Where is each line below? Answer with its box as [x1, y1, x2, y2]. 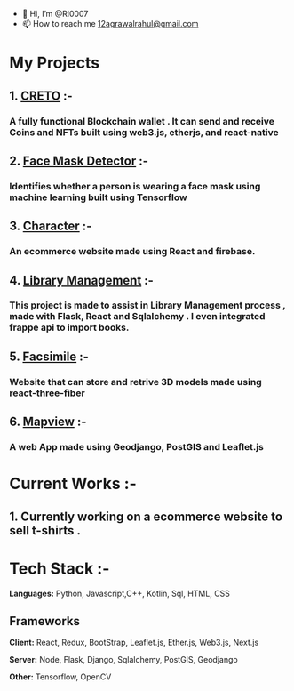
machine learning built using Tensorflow [9, 191, 188, 204]
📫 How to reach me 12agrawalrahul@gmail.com [21, 19, 199, 28]
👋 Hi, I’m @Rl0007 [21, 9, 89, 19]
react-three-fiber [9, 387, 86, 399]
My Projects [9, 53, 100, 73]
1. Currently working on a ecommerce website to [9, 509, 282, 524]
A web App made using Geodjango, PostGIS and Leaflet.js [9, 441, 265, 454]
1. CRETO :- [9, 88, 73, 103]
